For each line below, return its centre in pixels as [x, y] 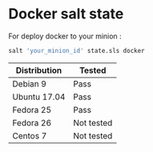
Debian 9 [29, 83]
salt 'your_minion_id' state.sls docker [77, 50]
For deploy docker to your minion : [65, 36]
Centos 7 [30, 135]
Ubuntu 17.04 [39, 97]
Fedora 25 [32, 110]
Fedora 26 [32, 122]
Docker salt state [66, 14]
